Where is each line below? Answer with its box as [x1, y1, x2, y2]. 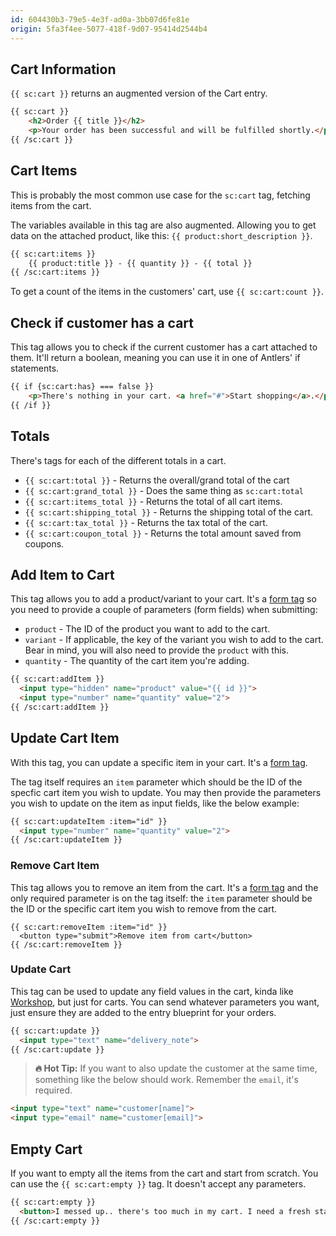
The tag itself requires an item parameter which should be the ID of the [10, 776, 303, 788]
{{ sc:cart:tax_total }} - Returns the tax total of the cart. [24, 516, 268, 528]
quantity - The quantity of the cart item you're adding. [24, 655, 250, 667]
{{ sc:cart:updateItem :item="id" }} [10, 816, 168, 826]
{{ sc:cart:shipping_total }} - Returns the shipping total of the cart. [24, 506, 314, 518]
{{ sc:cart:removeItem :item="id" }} [10, 922, 168, 932]
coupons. [24, 537, 65, 550]
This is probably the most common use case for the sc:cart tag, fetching [10, 189, 311, 201]
